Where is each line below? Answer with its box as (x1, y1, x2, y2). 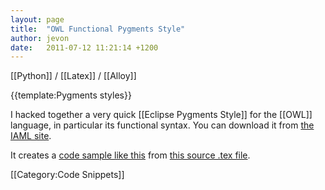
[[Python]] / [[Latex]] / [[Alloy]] (10, 70, 137, 82)
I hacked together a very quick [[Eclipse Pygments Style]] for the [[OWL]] (10, 109, 313, 121)
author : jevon (10, 33, 70, 43)
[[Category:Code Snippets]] (10, 169, 125, 181)
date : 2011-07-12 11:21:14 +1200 (10, 42, 159, 53)
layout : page (10, 14, 65, 25)
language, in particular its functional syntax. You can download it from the (10, 119, 315, 131)
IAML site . (10, 130, 52, 142)
